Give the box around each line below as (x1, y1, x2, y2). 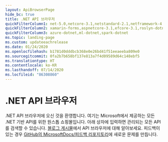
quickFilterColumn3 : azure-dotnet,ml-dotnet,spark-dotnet (5, 30, 128, 35)
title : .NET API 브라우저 (5, 16, 55, 21)
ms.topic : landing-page (5, 35, 55, 40)
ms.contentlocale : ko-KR (5, 63, 57, 68)
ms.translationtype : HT (5, 58, 55, 63)
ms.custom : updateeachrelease (5, 40, 68, 45)
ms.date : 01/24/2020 (5, 44, 48, 49)
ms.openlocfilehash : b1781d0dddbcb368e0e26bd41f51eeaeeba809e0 (5, 49, 140, 54)
